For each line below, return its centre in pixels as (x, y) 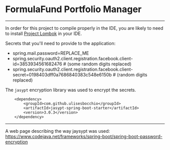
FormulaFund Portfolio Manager (73, 9)
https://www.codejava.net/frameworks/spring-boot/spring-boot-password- (84, 136)
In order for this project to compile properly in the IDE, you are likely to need (84, 28)
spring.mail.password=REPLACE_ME (51, 53)
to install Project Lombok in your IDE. (44, 33)
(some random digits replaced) (99, 64)
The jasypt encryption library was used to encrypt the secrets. (71, 90)
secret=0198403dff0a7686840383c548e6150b (62, 74)
